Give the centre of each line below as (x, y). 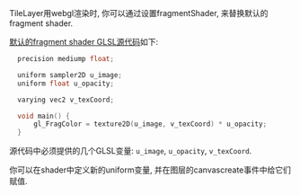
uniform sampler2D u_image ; (70, 75)
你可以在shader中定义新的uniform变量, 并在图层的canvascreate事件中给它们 (150, 170)
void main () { (44, 116)
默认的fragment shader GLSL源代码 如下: (84, 42)
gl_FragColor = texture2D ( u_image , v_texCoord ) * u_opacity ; (150, 124)
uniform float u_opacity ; (66, 84)
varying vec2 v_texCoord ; (66, 100)
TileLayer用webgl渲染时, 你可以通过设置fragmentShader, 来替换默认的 (139, 13)
